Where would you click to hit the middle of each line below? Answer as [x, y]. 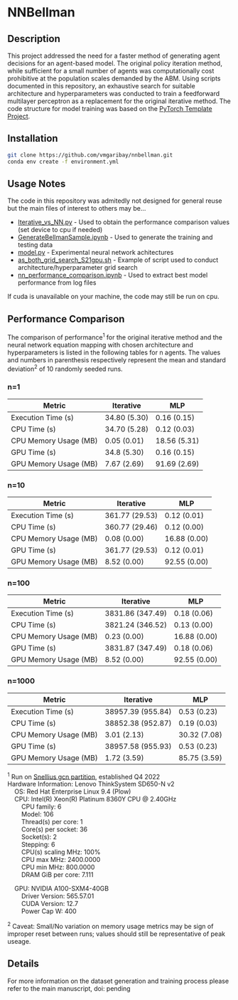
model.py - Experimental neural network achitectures [96, 253]
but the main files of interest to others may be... [77, 209]
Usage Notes [37, 183]
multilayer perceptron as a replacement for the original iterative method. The [119, 101]
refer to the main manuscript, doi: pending [69, 988]
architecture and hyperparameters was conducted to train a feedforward [114, 94]
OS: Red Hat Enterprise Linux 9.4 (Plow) [72, 791]
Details [23, 964]
